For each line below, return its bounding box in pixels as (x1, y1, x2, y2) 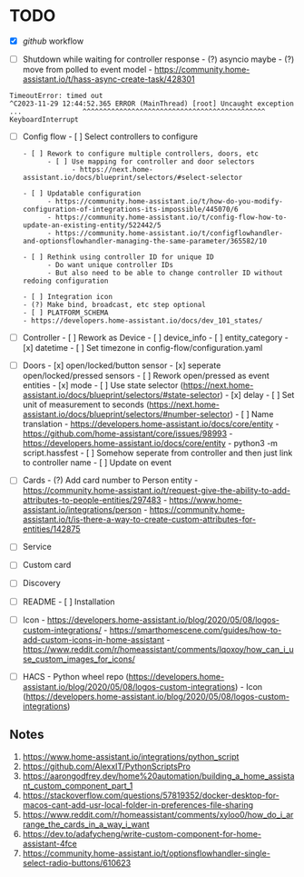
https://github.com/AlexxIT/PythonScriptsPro (22, 761, 191, 772)
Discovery (22, 578, 61, 589)
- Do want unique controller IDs (46, 261, 174, 270)
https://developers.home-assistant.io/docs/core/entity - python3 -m (22, 438, 279, 449)
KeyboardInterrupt (9, 115, 79, 125)
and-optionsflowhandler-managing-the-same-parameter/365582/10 (22, 237, 268, 246)
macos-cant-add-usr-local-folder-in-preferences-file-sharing (22, 799, 254, 810)
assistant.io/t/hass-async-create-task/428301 (22, 74, 195, 85)
